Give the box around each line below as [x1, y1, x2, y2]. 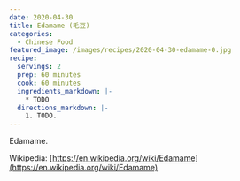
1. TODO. [25, 111, 58, 120]
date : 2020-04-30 [9, 12, 74, 22]
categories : [9, 29, 53, 38]
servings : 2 [17, 63, 62, 72]
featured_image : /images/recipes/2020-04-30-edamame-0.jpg [9, 46, 232, 55]
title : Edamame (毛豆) [9, 21, 90, 30]
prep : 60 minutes [17, 71, 81, 79]
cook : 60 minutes [17, 79, 81, 87]
